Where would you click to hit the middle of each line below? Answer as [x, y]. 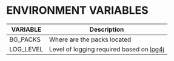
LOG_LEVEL [26, 49]
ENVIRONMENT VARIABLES [77, 10]
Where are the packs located [90, 39]
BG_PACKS [25, 39]
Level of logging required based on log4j [107, 49]
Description [107, 29]
